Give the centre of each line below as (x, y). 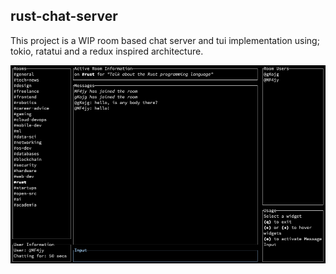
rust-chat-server (64, 16)
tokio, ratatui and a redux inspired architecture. (107, 51)
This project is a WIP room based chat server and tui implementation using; (165, 40)
